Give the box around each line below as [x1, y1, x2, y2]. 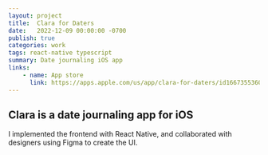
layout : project [8, 11, 62, 20]
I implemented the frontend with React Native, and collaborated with [8, 129, 233, 139]
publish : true [8, 34, 56, 42]
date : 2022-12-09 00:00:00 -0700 [8, 26, 127, 34]
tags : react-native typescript [8, 49, 112, 57]
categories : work [8, 42, 66, 50]
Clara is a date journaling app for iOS [8, 108, 194, 121]
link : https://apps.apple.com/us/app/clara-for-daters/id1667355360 [29, 78, 262, 86]
